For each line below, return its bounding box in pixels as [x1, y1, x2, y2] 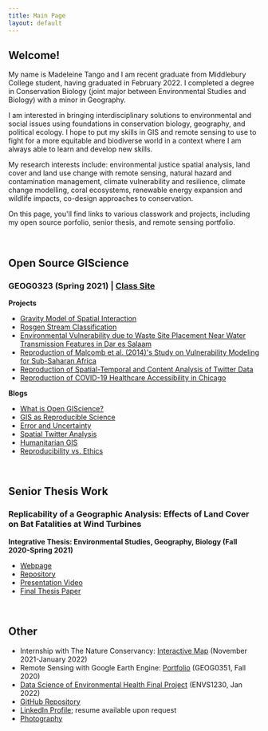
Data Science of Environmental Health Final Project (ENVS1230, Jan [19, 679, 243, 690]
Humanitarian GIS [19, 438, 78, 447]
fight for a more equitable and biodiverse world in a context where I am [8, 136, 242, 146]
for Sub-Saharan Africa [19, 356, 97, 365]
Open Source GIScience [8, 256, 129, 269]
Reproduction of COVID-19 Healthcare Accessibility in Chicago [19, 373, 227, 383]
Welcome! [8, 49, 60, 62]
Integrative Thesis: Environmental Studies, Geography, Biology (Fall [8, 536, 238, 546]
